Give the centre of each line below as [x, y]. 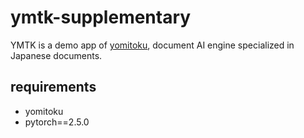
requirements [53, 87]
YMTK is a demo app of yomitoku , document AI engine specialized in [152, 45]
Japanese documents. [56, 55]
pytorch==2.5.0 [57, 122]
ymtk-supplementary [101, 17]
